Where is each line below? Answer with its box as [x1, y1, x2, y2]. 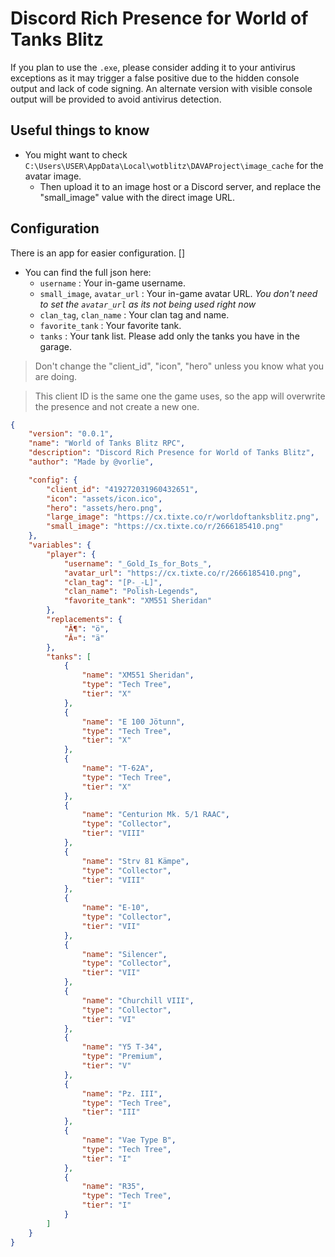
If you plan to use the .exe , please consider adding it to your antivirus [10, 61, 296, 73]
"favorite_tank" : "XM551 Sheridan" [63, 596, 213, 606]
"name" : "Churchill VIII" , [81, 995, 195, 1006]
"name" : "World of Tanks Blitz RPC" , [28, 438, 186, 449]
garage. [39, 340, 72, 352]
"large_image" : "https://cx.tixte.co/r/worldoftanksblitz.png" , [46, 512, 320, 522]
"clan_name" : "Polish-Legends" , [63, 587, 199, 597]
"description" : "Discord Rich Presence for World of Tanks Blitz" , [28, 448, 315, 458]
